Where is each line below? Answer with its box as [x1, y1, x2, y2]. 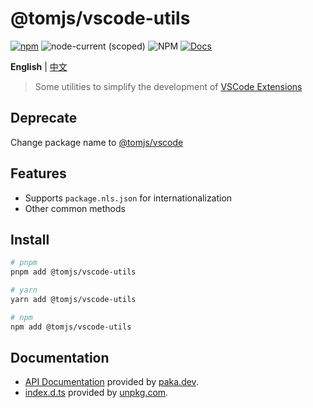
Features [10, 165, 67, 182]
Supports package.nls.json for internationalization [24, 192, 233, 204]
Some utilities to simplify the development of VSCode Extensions [34, 80, 303, 92]
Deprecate [10, 110, 78, 127]
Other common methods [24, 202, 126, 214]
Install [10, 231, 50, 248]
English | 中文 [10, 60, 68, 72]
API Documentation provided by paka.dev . [24, 376, 199, 388]
